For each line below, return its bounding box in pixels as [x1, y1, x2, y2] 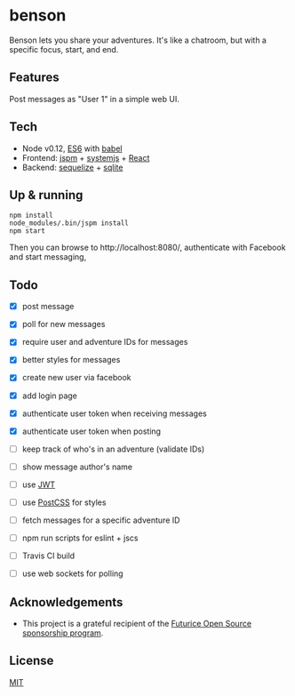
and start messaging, [9, 252, 87, 262]
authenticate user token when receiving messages [21, 408, 207, 419]
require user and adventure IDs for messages [21, 337, 188, 348]
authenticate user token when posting [21, 426, 162, 436]
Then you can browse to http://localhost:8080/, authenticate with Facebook [9, 242, 286, 253]
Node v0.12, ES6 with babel [21, 143, 123, 154]
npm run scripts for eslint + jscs [21, 532, 139, 543]
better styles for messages [21, 355, 121, 365]
